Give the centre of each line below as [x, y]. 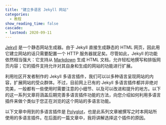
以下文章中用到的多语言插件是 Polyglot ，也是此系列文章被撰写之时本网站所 [81, 111]
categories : [17, 14]
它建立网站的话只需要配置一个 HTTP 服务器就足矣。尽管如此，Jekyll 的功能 [82, 53]
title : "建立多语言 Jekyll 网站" [37, 10]
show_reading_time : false [32, 23]
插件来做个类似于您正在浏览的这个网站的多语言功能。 [59, 101]
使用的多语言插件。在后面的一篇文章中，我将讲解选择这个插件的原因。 [77, 118]
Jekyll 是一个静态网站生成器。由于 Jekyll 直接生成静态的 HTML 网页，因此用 [83, 47]
